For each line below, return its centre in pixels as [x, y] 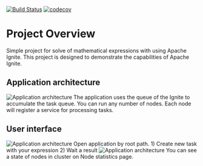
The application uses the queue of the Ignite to [132, 97]
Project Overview [51, 34]
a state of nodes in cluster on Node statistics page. [70, 156]
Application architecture [53, 83]
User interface [34, 129]
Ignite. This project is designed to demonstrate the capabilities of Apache [98, 57]
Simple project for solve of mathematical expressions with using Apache [96, 50]
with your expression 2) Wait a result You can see [101, 150]
